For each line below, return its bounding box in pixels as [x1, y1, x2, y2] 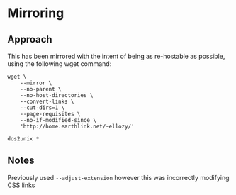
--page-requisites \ [20, 111, 81, 118]
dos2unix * [7, 135, 40, 143]
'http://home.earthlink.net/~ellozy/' [20, 123, 135, 130]
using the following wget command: [7, 60, 112, 68]
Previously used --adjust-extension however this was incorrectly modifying [7, 173, 230, 182]
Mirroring [7, 5, 64, 21]
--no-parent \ [20, 86, 62, 93]
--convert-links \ [20, 98, 74, 105]
